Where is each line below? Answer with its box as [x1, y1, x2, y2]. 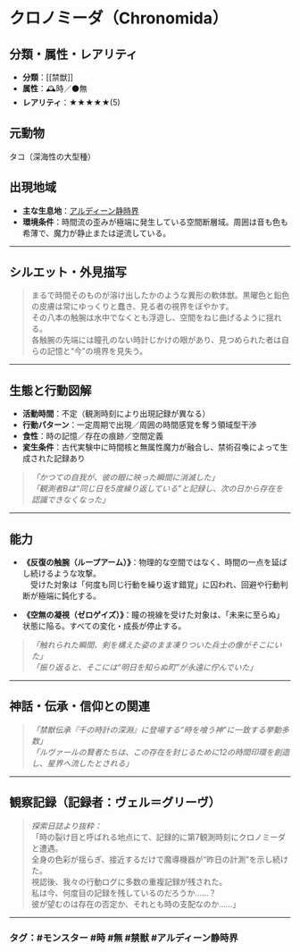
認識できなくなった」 [30, 494, 110, 505]
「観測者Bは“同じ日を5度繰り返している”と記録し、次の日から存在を [30, 484, 284, 494]
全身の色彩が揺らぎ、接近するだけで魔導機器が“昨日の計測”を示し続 [30, 854, 281, 864]
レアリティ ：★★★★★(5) [21, 97, 121, 107]
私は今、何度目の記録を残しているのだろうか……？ [30, 887, 217, 898]
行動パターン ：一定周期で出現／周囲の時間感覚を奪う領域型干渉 [21, 419, 257, 430]
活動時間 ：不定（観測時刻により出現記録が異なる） [21, 409, 211, 419]
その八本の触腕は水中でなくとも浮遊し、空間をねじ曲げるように [30, 312, 266, 323]
